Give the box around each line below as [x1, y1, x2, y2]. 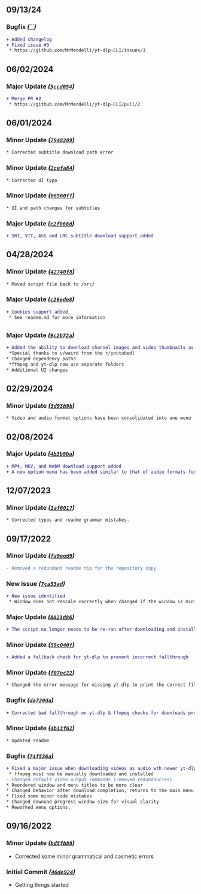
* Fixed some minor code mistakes [6, 793, 93, 799]
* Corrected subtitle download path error [6, 149, 114, 155]
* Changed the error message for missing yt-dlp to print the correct [6, 682, 186, 688]
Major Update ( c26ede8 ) [6, 295, 75, 303]
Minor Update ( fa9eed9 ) [6, 552, 75, 560]
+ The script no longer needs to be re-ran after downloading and [6, 627, 175, 633]
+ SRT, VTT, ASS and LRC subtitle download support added [6, 233, 154, 239]
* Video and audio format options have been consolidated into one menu [6, 415, 191, 422]
